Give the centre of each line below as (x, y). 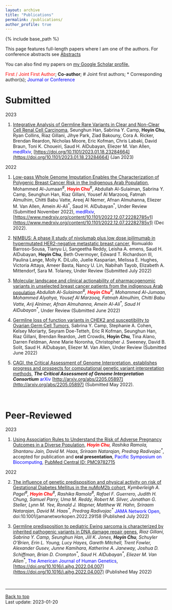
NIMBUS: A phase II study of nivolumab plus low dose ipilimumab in (84, 238)
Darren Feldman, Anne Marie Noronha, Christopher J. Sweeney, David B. (89, 342)
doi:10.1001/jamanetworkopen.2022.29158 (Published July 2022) (81, 517)
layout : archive (23, 10)
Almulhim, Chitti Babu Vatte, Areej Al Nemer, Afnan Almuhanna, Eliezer (87, 200)
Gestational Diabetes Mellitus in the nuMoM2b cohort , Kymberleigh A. (86, 487)
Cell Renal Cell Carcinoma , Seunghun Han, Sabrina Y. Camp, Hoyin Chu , (89, 130)
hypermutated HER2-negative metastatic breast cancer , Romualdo (83, 243)
